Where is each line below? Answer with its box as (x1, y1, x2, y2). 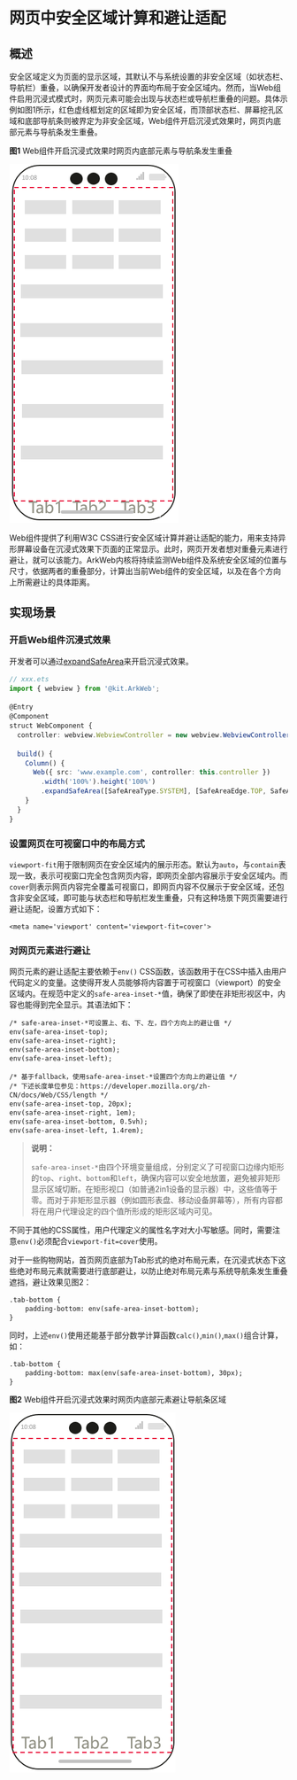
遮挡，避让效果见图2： (9, 1277, 92, 1287)
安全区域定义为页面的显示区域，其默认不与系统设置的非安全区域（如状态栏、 (9, 72, 288, 82)
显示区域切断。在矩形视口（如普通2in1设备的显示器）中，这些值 (30, 1184, 263, 1194)
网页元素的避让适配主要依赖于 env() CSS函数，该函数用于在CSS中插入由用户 (9, 967, 287, 977)
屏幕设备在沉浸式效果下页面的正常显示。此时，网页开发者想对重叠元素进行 (16, 544, 288, 554)
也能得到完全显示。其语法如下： (16, 999, 133, 1010)
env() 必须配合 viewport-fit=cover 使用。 (17, 1236, 163, 1247)
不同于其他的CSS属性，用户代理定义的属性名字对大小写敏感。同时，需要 (9, 1224, 273, 1236)
